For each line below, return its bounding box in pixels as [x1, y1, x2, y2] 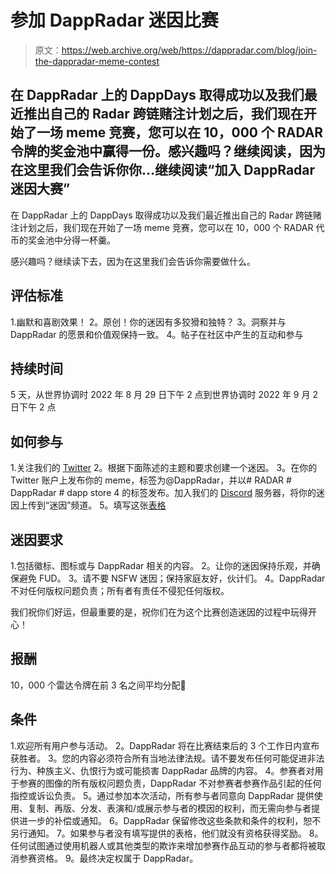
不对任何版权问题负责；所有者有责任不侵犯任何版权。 [10, 585, 230, 596]
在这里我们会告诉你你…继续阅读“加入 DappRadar [10, 162, 316, 179]
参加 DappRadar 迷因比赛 [10, 9, 219, 32]
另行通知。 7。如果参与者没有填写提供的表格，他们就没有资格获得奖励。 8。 [10, 827, 324, 839]
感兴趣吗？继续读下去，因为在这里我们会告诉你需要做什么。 [10, 255, 256, 267]
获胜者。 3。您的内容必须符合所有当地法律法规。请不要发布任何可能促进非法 [10, 752, 325, 764]
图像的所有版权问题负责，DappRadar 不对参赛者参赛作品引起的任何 [44, 777, 322, 789]
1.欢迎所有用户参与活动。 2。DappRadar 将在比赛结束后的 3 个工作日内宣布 [10, 739, 320, 751]
